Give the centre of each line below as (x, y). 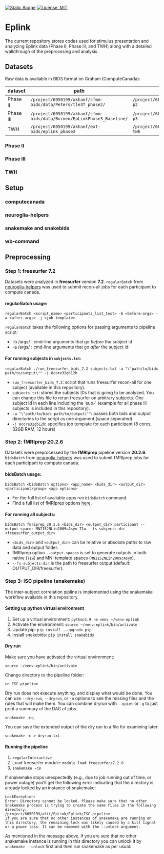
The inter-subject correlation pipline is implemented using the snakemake (79, 592)
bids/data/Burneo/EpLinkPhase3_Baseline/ (79, 118)
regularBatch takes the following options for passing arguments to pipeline (80, 327)
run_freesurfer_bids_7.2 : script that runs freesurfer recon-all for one (82, 382)
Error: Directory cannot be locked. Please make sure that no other (76, 801)
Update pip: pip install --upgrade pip (52, 629)
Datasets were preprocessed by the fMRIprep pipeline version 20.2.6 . (76, 452)
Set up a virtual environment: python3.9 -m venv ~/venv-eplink (76, 619)
